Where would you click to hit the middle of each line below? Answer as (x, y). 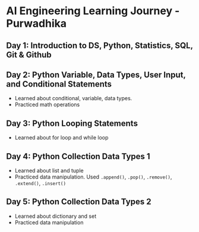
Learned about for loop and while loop (61, 138)
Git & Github (29, 55)
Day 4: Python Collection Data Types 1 (78, 156)
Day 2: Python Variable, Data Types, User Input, (96, 74)
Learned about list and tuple (49, 171)
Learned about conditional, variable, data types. (73, 98)
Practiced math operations (47, 104)
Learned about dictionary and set (56, 216)
